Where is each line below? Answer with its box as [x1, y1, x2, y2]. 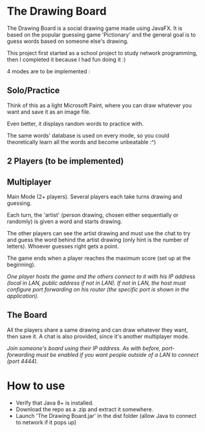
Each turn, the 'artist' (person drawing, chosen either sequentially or [7, 211, 179, 218]
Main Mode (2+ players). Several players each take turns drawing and [7, 192, 182, 200]
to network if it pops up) [15, 419, 77, 426]
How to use [7, 379, 65, 392]
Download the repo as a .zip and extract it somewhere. [15, 405, 154, 413]
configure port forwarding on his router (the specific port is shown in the [7, 285, 190, 293]
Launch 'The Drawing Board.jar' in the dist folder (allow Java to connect [15, 412, 197, 419]
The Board [7, 310, 48, 320]
